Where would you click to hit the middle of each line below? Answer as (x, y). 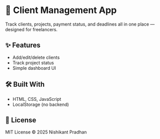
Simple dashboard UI (34, 68)
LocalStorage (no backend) (41, 104)
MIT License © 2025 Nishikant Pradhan (46, 132)
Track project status (33, 63)
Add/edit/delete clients (36, 57)
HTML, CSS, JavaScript (37, 99)
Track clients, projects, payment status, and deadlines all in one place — (80, 24)
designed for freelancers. (31, 29)
